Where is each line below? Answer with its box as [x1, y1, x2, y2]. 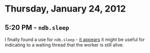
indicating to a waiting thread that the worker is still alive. [5, 42, 124, 48]
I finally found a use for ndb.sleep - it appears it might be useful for [5, 36, 145, 42]
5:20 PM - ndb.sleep [5, 23, 70, 32]
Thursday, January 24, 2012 [5, 3, 126, 15]
